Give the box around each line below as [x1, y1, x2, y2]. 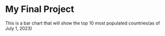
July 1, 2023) [5, 25, 32, 31]
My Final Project [5, 3, 74, 15]
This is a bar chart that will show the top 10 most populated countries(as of [5, 20, 160, 26]
